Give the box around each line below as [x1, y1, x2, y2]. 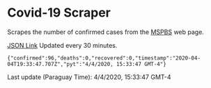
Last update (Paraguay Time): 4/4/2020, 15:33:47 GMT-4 [7, 73, 172, 81]
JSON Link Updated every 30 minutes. [7, 41, 118, 49]
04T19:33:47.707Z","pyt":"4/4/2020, [7, 60, 114, 67]
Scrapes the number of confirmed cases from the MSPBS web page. [7, 28, 204, 36]
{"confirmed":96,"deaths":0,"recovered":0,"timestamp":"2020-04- [7, 54, 201, 62]
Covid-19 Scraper [7, 5, 111, 21]
